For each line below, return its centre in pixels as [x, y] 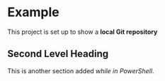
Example [33, 12]
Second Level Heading [58, 54]
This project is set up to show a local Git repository [82, 32]
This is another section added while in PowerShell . [81, 70]
